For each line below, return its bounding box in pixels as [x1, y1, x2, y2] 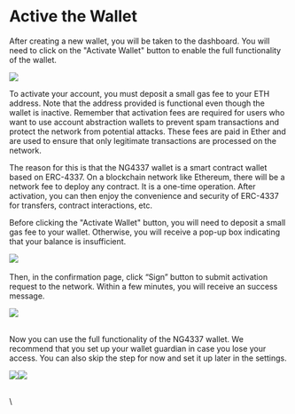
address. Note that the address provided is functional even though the [9, 98, 266, 108]
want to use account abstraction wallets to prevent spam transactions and [9, 116, 279, 127]
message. [9, 291, 45, 301]
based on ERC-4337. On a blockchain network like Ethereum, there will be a [9, 171, 285, 182]
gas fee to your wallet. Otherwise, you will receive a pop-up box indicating [9, 227, 281, 237]
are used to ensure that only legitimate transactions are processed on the [9, 135, 277, 146]
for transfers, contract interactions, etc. [9, 200, 153, 211]
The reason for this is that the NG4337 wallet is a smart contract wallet [9, 162, 268, 172]
